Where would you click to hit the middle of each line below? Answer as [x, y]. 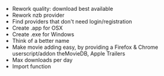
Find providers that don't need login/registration [72, 21]
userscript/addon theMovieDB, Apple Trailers [69, 53]
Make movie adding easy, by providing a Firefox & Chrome [85, 47]
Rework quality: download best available [63, 9]
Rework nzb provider [38, 15]
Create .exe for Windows [43, 34]
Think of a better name [41, 41]
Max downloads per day [42, 60]
